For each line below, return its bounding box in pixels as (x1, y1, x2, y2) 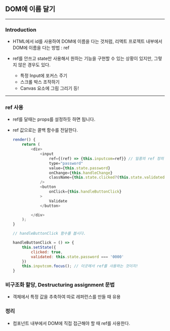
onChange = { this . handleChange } (49, 170, 113, 175)
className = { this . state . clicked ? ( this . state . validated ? (49, 175, 167, 180)
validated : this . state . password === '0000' (31, 254, 124, 260)
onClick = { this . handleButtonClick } (49, 189, 122, 194)
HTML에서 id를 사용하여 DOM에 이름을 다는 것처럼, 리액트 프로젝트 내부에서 (12, 39, 163, 45)
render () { (12, 137, 36, 142)
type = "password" (49, 161, 83, 166)
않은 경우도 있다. (18, 62, 51, 68)
